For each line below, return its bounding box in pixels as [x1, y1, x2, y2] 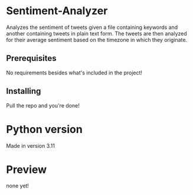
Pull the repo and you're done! [6, 102, 80, 109]
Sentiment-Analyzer [6, 4, 108, 18]
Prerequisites [6, 53, 57, 63]
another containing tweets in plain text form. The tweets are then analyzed [6, 30, 187, 37]
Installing [6, 86, 41, 96]
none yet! [6, 182, 30, 190]
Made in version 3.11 [6, 142, 55, 149]
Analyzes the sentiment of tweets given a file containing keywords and [6, 24, 178, 31]
